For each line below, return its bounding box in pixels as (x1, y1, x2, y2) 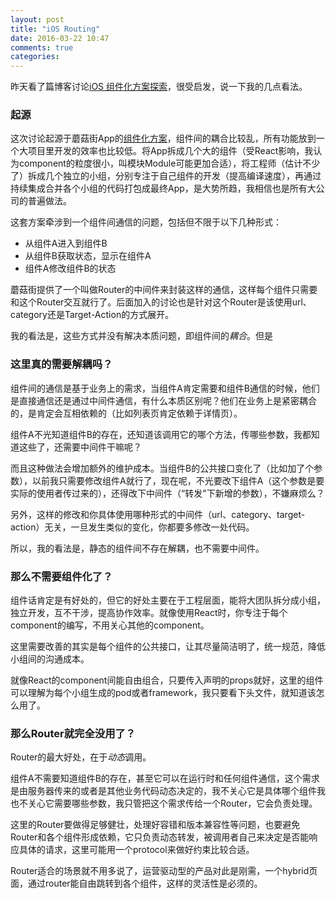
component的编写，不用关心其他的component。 (10, 619, 210, 631)
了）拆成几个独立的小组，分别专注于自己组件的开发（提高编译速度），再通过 (10, 170, 322, 182)
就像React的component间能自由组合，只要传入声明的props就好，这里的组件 (10, 674, 324, 686)
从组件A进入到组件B (24, 237, 108, 250)
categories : (10, 52, 60, 62)
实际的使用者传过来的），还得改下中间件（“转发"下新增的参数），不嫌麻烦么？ (10, 487, 325, 499)
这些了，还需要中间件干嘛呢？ (18, 441, 142, 453)
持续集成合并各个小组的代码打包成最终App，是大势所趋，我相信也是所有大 (10, 182, 317, 195)
